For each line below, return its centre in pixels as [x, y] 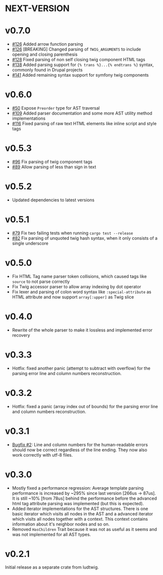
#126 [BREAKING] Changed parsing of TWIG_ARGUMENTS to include [76, 49]
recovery [21, 335]
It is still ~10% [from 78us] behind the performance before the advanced [84, 498]
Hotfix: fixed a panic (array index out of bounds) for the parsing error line [85, 406]
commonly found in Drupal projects [47, 70]
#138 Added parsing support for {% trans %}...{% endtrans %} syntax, [83, 65]
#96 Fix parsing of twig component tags [52, 162]
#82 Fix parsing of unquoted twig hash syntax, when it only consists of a [85, 238]
